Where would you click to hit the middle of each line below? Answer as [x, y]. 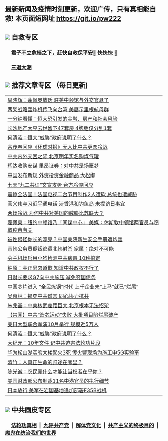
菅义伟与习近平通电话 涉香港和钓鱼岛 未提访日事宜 [67, 204]
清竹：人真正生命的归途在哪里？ [45, 362]
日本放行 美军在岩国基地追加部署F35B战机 [57, 390]
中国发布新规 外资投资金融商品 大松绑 [52, 175]
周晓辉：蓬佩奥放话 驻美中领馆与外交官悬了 [58, 100]
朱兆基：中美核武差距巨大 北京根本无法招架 [58, 306]
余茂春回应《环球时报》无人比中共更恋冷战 [58, 147]
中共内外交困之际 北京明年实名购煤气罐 [53, 156]
